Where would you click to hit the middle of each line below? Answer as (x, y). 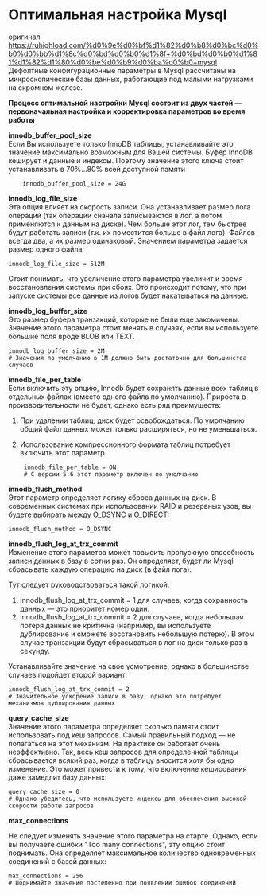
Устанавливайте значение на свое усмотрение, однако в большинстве (129, 666)
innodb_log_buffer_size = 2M (56, 351)
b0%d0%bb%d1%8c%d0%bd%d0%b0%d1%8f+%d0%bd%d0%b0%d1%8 (133, 53)
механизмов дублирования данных (62, 703)
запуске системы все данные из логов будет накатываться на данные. (128, 295)
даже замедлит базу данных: (58, 777)
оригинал (24, 37)
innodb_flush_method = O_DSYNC (60, 529)
